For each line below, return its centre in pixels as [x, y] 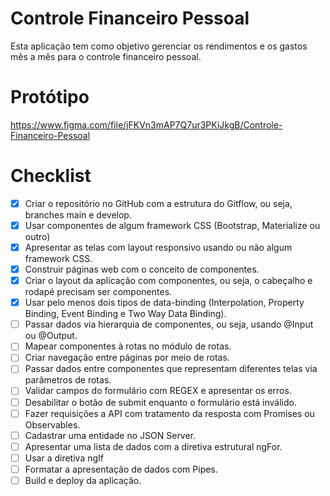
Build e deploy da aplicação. [83, 480]
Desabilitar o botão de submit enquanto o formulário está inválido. [160, 402]
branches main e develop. [78, 214]
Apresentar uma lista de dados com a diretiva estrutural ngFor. [153, 446]
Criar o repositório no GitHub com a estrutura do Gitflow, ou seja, [158, 203]
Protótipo [50, 97]
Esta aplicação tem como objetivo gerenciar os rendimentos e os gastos [159, 46]
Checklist [51, 176]
